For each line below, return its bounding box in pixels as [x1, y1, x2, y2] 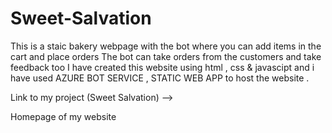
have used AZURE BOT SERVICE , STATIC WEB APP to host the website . [10, 72, 310, 84]
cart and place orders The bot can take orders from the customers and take [10, 50, 322, 62]
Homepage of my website [10, 110, 117, 122]
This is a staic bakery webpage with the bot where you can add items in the [10, 40, 322, 52]
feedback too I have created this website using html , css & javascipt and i [10, 61, 315, 73]
